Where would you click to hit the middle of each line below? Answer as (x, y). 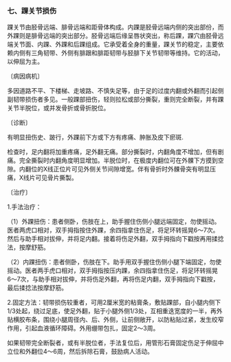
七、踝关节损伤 (32, 10)
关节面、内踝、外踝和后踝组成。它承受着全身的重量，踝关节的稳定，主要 (115, 44)
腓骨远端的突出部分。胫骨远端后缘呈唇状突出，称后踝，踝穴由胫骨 (124, 36)
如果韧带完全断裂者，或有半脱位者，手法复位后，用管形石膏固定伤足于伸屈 (112, 343)
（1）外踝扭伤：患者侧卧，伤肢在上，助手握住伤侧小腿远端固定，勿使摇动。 (114, 222)
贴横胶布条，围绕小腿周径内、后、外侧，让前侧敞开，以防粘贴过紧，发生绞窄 (115, 320)
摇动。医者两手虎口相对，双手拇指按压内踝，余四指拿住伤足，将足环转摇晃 (112, 270)
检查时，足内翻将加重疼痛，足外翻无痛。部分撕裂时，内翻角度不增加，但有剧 (115, 152)
